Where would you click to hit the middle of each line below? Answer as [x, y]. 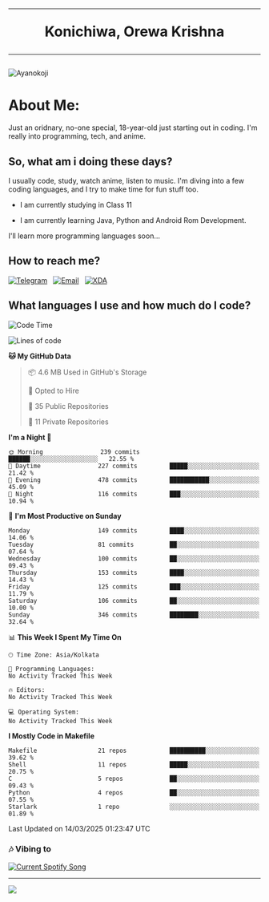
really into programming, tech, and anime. [77, 136]
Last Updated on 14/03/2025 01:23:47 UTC [79, 828]
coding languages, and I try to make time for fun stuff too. [103, 189]
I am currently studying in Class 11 [76, 204]
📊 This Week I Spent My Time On [65, 637]
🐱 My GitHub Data [40, 356]
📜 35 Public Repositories [68, 406]
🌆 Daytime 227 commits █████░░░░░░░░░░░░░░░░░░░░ [134, 466]
